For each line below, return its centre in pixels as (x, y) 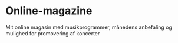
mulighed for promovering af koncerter (53, 33)
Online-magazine (49, 11)
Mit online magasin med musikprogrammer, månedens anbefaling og (89, 27)
